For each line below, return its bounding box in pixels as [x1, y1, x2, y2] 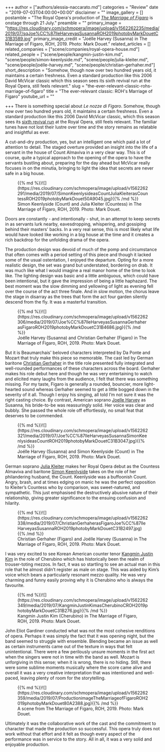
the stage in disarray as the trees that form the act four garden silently [5, 294, 148, 300]
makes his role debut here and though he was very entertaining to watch [5, 371, 153, 376]
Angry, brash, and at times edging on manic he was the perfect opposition [5, 479, 156, 485]
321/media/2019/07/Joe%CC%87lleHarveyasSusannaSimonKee [17, 433, 147, 439]
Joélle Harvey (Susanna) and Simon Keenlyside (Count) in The [17, 448, 144, 454]
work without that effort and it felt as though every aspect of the [5, 731, 135, 737]
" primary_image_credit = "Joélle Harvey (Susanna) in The [30, 36, 148, 42]
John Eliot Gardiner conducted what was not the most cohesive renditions [5, 628, 155, 633]
